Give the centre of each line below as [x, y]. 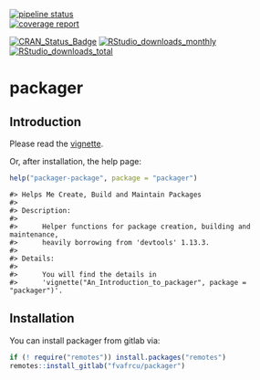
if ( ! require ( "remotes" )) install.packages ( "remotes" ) [118, 357]
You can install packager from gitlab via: [85, 340]
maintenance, [34, 234]
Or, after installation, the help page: [75, 161]
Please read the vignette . [57, 143]
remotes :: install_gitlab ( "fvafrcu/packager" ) [97, 365]
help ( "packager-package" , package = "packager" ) [104, 178]
